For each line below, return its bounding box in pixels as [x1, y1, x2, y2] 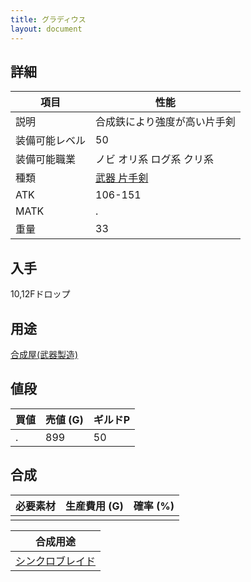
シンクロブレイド [15, 554, 97, 568]
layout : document [10, 24, 83, 34]
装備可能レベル [15, 134, 87, 148]
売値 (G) [45, 412, 84, 426]
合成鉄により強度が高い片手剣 [95, 115, 236, 129]
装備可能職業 [15, 152, 77, 166]
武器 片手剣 [95, 171, 149, 185]
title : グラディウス [10, 14, 87, 25]
